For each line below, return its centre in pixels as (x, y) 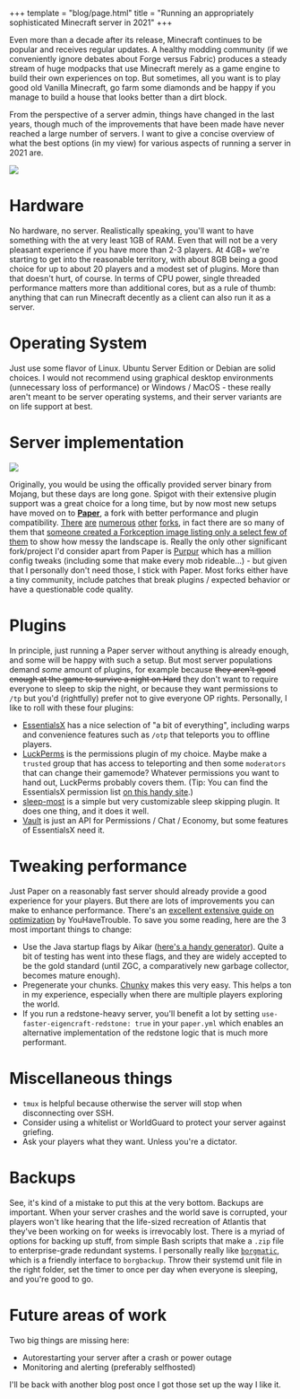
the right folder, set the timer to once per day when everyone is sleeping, (144, 1269)
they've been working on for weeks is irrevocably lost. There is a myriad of (147, 1231)
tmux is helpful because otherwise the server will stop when (132, 1103)
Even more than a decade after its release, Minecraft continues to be (136, 40)
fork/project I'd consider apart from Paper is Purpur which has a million (140, 550)
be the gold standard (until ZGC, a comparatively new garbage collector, (155, 965)
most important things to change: (71, 929)
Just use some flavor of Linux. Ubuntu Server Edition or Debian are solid (142, 368)
